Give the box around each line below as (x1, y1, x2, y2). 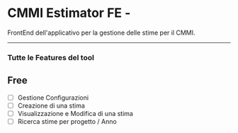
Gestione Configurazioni (17, 93, 89, 102)
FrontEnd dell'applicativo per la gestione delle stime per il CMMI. (7, 28, 196, 37)
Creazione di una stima (17, 101, 85, 110)
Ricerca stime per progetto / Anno (17, 117, 117, 125)
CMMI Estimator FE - (7, 5, 131, 21)
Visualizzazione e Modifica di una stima (17, 109, 133, 117)
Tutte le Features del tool (7, 52, 94, 62)
